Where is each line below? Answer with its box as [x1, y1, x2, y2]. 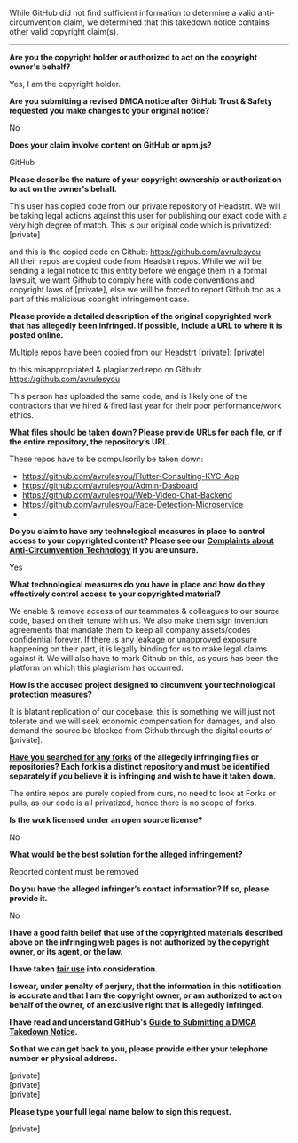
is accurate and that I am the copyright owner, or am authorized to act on [9, 990, 283, 1001]
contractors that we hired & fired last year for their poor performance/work [9, 400, 282, 411]
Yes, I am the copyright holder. [9, 79, 122, 89]
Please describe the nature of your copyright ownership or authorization [9, 174, 282, 185]
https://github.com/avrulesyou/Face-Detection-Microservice [21, 500, 244, 509]
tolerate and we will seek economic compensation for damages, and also [9, 715, 276, 726]
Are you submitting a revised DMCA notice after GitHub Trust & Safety [9, 96, 273, 106]
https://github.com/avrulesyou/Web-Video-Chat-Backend [21, 490, 233, 500]
